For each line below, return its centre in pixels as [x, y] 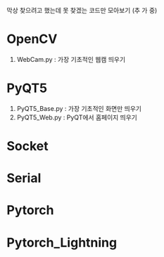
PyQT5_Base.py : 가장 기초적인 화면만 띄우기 [79, 108]
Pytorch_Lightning [62, 243]
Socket [27, 146]
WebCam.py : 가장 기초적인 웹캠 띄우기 [71, 59]
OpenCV [32, 39]
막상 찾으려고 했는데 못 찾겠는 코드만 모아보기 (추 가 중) [82, 10]
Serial [24, 178]
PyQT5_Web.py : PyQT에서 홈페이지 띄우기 [77, 117]
